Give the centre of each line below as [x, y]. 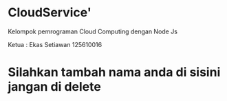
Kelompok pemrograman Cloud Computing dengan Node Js [93, 31]
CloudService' [50, 13]
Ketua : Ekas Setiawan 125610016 [55, 44]
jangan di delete [55, 87]
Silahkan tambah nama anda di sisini [114, 72]
